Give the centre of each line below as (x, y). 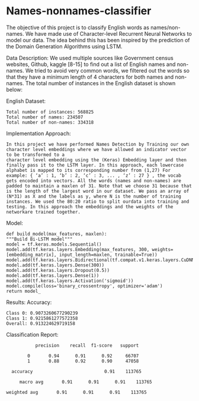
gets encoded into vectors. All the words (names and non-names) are (94, 181)
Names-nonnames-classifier (79, 11)
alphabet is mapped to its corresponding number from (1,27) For (88, 170)
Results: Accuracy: (29, 302)
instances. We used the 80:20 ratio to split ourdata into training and (98, 201)
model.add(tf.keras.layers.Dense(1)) (53, 275)
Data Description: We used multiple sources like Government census (90, 58)
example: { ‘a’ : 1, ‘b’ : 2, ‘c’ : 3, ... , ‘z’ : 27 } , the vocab (94, 176)
